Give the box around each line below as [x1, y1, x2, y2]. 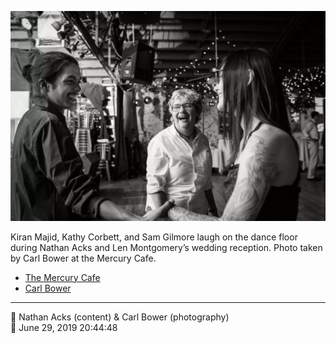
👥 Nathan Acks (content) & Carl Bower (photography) [10, 311, 230, 323]
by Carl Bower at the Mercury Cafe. [10, 252, 157, 264]
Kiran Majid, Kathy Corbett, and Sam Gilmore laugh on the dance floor [10, 231, 298, 243]
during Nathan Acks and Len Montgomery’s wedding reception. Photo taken [10, 241, 323, 253]
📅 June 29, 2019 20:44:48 [10, 321, 118, 333]
